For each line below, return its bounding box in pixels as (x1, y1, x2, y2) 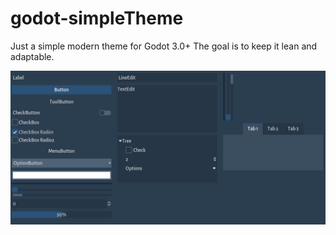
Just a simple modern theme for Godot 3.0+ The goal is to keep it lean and (10, 40, 318, 52)
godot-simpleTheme (10, 7, 184, 30)
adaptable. (10, 50, 55, 62)
